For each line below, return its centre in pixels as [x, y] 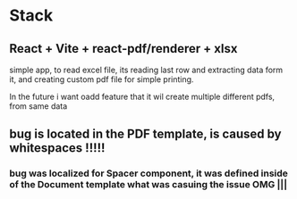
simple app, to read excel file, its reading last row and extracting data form [146, 70]
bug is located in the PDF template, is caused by [145, 134]
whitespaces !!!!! [57, 148]
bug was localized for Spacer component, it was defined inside [149, 173]
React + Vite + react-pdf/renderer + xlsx [123, 49]
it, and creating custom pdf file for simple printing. [102, 79]
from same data [38, 106]
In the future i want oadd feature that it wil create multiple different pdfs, [142, 96]
